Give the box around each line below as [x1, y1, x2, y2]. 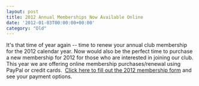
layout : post [6, 8, 39, 15]
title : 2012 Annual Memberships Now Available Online [6, 14, 144, 20]
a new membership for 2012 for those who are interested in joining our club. [6, 54, 194, 61]
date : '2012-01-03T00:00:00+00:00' [6, 20, 95, 26]
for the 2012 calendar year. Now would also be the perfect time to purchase [6, 48, 193, 55]
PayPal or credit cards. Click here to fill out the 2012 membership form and [6, 66, 192, 74]
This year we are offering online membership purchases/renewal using [6, 60, 181, 68]
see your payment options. [6, 73, 73, 80]
